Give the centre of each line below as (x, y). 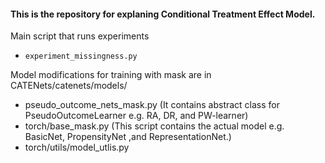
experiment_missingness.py (81, 56)
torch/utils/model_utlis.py (77, 147)
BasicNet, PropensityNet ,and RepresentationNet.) (128, 137)
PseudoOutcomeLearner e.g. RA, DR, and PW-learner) (136, 116)
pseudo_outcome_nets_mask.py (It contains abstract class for (152, 105)
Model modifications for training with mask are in (111, 75)
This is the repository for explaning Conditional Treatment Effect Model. (163, 14)
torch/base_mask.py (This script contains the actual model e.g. (154, 126)
